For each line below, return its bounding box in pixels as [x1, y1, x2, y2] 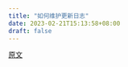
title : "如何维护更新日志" [8, 11, 89, 20]
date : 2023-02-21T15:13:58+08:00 [8, 19, 121, 27]
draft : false [8, 27, 52, 35]
